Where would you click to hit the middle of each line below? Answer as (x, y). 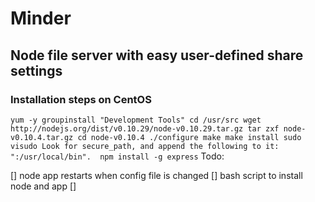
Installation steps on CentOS (81, 99)
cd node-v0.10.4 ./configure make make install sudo (189, 137)
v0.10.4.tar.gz (42, 137)
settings (36, 70)
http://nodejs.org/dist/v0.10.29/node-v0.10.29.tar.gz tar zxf (145, 128)
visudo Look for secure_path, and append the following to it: (145, 146)
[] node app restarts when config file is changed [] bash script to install (156, 175)
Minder (41, 18)
